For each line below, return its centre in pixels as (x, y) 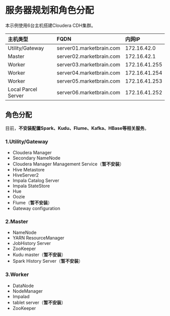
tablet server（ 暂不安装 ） (39, 302)
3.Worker (17, 274)
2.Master (17, 221)
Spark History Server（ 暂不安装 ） (48, 261)
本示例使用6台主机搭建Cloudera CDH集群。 (51, 25)
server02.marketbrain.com (88, 56)
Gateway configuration (36, 208)
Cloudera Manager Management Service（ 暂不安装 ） (68, 164)
